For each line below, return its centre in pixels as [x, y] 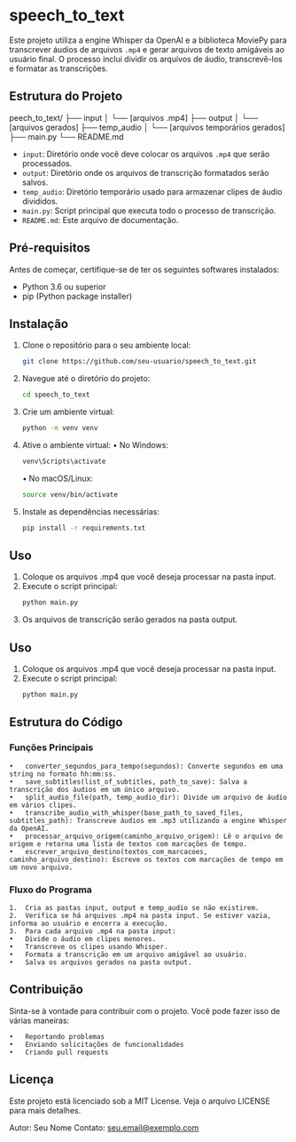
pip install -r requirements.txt [84, 528]
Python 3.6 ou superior [64, 286]
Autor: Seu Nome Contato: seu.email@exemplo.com [104, 1127]
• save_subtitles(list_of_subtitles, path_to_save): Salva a [129, 782]
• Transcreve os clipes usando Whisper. [89, 946]
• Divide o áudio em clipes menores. [83, 938]
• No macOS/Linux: [57, 478]
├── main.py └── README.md [66, 136]
